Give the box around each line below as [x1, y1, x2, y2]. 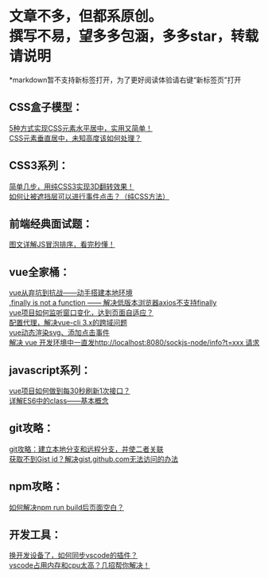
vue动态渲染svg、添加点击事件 [9, 328, 110, 337]
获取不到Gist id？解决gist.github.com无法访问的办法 [9, 454, 179, 463]
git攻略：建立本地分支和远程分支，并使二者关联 [9, 444, 164, 454]
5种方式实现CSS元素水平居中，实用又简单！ [9, 123, 153, 132]
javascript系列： [9, 364, 91, 377]
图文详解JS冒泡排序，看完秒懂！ [9, 240, 115, 250]
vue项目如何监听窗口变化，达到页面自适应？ [9, 308, 154, 317]
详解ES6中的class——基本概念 [9, 396, 110, 405]
